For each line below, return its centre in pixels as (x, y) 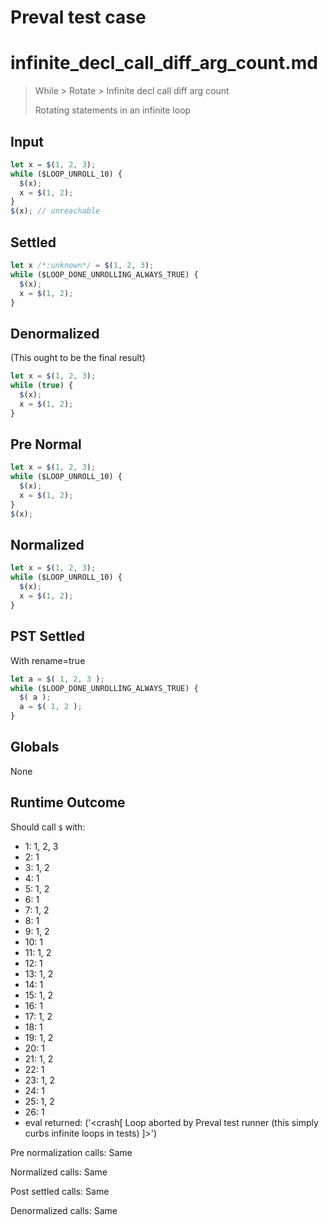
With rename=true (48, 660)
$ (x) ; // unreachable (55, 211)
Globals (35, 747)
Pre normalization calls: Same (71, 1152)
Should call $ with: (48, 827)
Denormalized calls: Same (64, 1210)
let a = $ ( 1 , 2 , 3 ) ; (57, 679)
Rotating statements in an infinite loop (113, 110)
